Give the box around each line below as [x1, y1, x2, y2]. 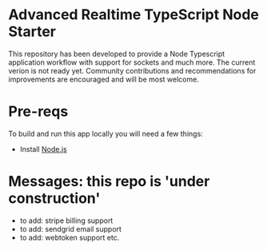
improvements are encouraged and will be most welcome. [8, 74, 200, 84]
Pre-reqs [8, 102, 69, 121]
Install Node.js [19, 144, 67, 153]
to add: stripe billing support [19, 216, 114, 225]
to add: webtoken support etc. [19, 232, 120, 242]
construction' [8, 189, 101, 208]
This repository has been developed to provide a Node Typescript [8, 49, 225, 58]
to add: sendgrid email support [19, 224, 122, 233]
